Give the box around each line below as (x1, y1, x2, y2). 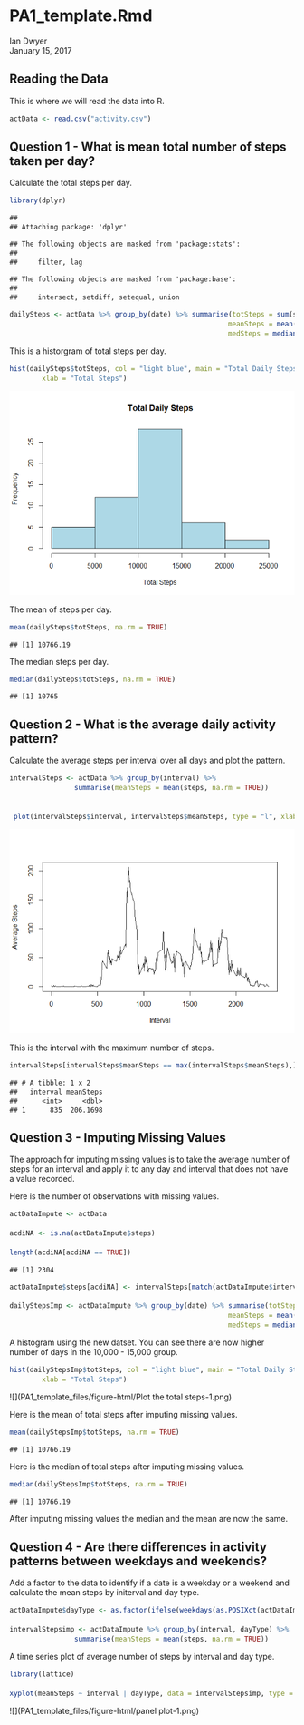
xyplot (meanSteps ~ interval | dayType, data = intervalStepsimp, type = (9, 1689, 294, 1698)
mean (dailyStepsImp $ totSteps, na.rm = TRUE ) (9, 1428, 180, 1437)
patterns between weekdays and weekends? (9, 1553, 267, 1569)
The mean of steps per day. (9, 604, 112, 615)
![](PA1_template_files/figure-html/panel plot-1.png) (9, 1705, 200, 1716)
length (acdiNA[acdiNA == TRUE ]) (9, 1248, 131, 1257)
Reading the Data (9, 72, 109, 87)
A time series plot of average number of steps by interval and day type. (9, 1651, 275, 1662)
